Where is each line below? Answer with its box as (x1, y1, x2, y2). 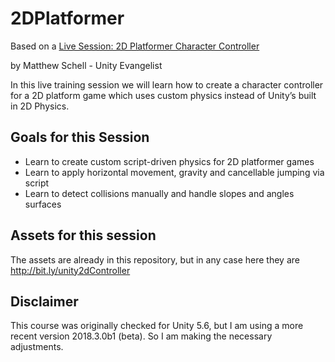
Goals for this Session (10, 129, 150, 146)
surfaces (24, 198, 62, 210)
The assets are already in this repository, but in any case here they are (10, 253, 300, 266)
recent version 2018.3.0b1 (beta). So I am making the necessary (10, 330, 273, 342)
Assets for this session (10, 227, 157, 244)
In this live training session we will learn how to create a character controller (10, 78, 324, 91)
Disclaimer (10, 293, 79, 310)
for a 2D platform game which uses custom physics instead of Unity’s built (10, 89, 317, 101)
